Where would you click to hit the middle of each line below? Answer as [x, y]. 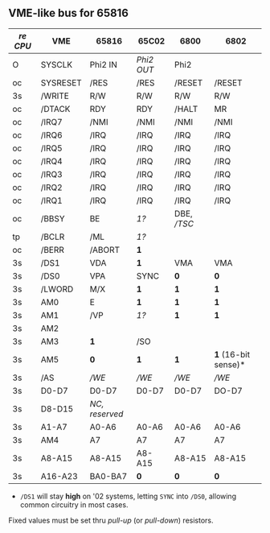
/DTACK [55, 109]
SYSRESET [61, 82]
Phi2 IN [104, 64]
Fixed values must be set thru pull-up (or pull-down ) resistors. [111, 520]
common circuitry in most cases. [74, 504]
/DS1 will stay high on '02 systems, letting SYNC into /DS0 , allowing [128, 496]
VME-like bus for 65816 [68, 13]
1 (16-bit [232, 354]
